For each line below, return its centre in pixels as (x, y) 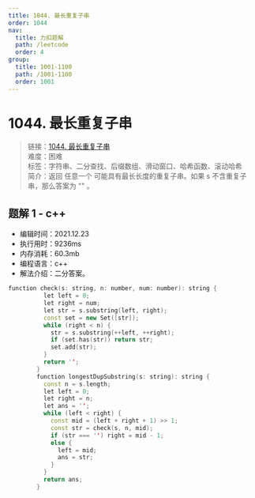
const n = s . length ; (77, 384)
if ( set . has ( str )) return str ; (102, 340)
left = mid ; (77, 450)
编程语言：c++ (44, 264)
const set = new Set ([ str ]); (91, 318)
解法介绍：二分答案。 (54, 274)
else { (61, 443)
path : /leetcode (42, 45)
